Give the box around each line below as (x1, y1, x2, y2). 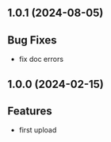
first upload (18, 125, 57, 135)
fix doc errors (18, 55, 64, 64)
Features (7, 104, 52, 117)
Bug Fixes (7, 33, 57, 47)
